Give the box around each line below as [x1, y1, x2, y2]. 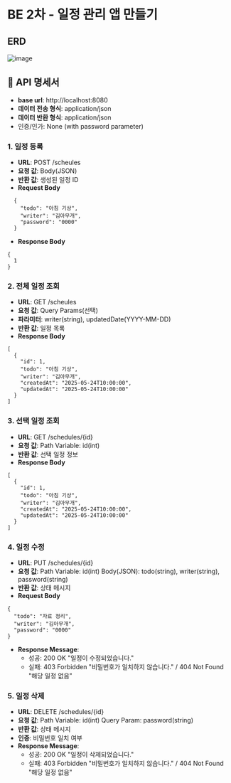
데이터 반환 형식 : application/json [17, 113, 112, 122]
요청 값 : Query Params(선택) [17, 307, 98, 315]
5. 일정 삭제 [7, 691, 45, 701]
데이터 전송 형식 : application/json [17, 104, 112, 112]
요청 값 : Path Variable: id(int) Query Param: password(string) [17, 716, 194, 725]
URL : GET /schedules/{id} [17, 432, 94, 441]
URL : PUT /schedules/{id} [17, 559, 94, 567]
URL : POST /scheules [17, 158, 81, 167]
